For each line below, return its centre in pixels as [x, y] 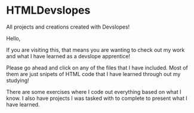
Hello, [13, 38]
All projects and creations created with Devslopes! [68, 27]
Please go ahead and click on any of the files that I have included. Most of [97, 68]
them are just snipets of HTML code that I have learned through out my [93, 74]
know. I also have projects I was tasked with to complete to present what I [97, 98]
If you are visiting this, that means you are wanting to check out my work [96, 50]
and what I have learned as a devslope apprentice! [68, 56]
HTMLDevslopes [48, 10]
